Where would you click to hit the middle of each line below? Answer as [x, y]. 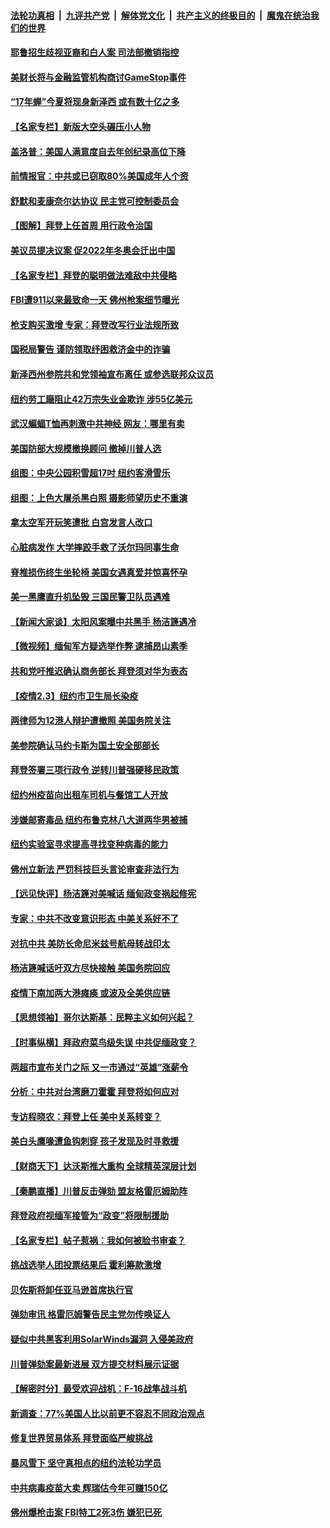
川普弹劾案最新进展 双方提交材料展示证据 [95, 1364]
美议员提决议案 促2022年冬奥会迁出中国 [93, 250]
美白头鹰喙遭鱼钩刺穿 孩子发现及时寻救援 [95, 1141]
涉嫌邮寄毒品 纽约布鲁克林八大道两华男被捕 [99, 819]
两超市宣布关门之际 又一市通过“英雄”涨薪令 [99, 1067]
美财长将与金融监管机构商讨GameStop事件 [98, 77]
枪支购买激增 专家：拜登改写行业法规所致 [95, 324]
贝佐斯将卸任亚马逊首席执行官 [71, 1289]
